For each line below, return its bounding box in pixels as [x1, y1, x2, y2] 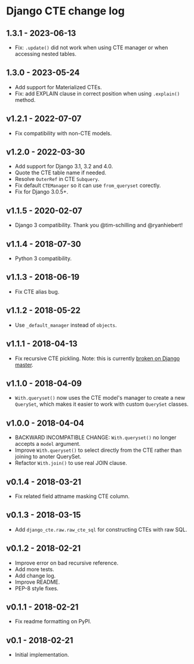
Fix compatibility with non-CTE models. [14, 129, 112, 137]
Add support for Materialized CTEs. [14, 83, 102, 90]
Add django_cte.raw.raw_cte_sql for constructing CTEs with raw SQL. [14, 526, 187, 533]
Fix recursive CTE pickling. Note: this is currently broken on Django [14, 355, 180, 362]
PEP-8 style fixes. [14, 584, 58, 591]
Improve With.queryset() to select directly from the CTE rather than [14, 446, 182, 454]
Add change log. [14, 572, 56, 579]
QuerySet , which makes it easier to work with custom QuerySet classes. [14, 400, 189, 408]
